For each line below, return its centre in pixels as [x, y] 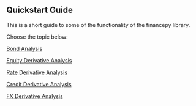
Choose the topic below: [37, 37]
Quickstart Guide [40, 10]
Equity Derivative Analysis [39, 60]
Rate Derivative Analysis [37, 72]
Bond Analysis [24, 48]
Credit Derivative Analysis [39, 84]
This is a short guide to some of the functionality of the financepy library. [98, 25]
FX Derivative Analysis [35, 96]
